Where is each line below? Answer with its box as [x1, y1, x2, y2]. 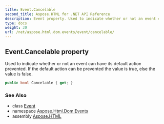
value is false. [5, 71, 33, 77]
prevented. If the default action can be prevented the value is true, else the [5, 66, 155, 71]
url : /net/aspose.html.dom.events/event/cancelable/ [5, 30, 115, 35]
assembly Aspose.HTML [12, 113, 62, 119]
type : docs [5, 20, 27, 26]
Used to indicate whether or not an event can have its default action [5, 60, 142, 66]
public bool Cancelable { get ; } [5, 80, 73, 85]
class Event [12, 103, 36, 108]
